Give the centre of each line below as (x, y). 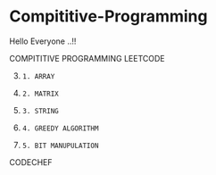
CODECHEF (31, 162)
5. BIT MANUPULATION (60, 146)
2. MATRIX (41, 94)
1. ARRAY (38, 76)
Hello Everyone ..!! (43, 41)
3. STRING (41, 111)
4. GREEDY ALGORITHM (60, 128)
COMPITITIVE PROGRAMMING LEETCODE (87, 58)
